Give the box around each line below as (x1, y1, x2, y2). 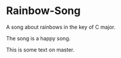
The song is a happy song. (6, 35, 71, 42)
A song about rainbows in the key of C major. (6, 23, 116, 30)
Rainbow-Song (6, 4, 81, 18)
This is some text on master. (6, 46, 75, 53)
